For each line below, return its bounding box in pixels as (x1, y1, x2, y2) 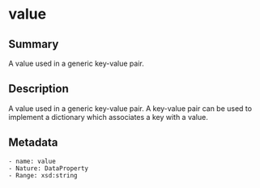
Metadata (8, 135, 58, 150)
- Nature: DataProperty (8, 164, 89, 173)
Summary (8, 37, 59, 51)
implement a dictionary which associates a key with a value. (8, 112, 208, 122)
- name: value (8, 157, 57, 165)
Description (8, 82, 69, 96)
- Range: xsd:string (8, 171, 79, 179)
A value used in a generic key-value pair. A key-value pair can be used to (8, 103, 253, 113)
